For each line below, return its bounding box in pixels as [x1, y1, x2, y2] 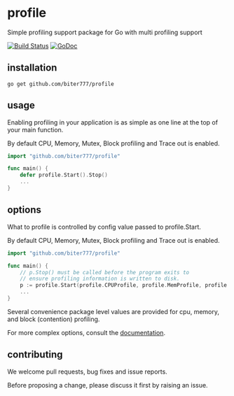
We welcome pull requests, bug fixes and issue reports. [7, 367, 168, 376]
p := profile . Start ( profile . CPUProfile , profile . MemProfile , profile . [20, 282, 230, 289]
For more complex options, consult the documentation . [7, 328, 166, 337]
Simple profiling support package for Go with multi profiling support [7, 28, 203, 36]
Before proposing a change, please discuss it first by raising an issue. [7, 381, 208, 389]
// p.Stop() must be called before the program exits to [20, 269, 190, 276]
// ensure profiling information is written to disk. [20, 275, 180, 283]
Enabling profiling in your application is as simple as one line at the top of [7, 118, 219, 127]
